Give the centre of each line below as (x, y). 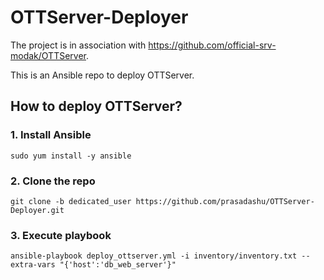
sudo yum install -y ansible (71, 156)
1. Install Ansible (51, 135)
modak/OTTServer (48, 55)
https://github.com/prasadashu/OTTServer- (225, 201)
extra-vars (33, 265)
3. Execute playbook (61, 235)
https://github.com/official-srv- (212, 45)
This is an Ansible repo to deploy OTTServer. (102, 75)
